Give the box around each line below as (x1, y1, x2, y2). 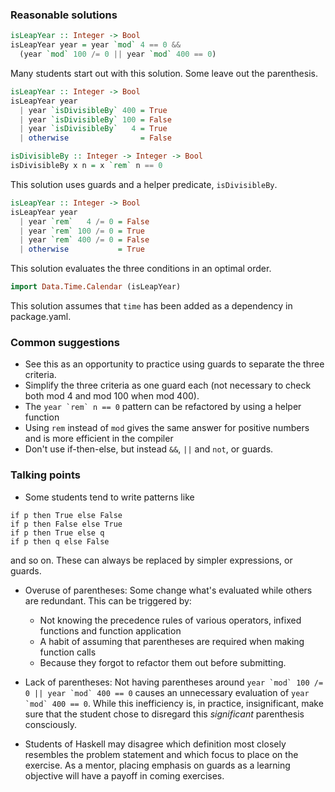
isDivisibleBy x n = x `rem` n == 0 (10, 161, 163, 171)
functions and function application (39, 624, 182, 637)
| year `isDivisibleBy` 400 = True (19, 105, 168, 115)
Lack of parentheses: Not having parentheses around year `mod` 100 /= (24, 676, 324, 688)
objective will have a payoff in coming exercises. (24, 769, 225, 782)
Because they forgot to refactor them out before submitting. (39, 656, 287, 668)
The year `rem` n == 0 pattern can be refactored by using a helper (24, 401, 302, 413)
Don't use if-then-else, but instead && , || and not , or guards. (24, 443, 274, 455)
